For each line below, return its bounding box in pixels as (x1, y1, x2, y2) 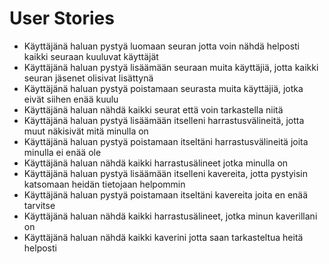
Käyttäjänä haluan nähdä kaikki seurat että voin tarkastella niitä (23, 103, 284, 116)
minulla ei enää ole (23, 146, 102, 158)
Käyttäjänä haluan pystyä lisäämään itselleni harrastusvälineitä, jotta (23, 114, 305, 126)
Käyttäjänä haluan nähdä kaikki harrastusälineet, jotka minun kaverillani (23, 210, 318, 222)
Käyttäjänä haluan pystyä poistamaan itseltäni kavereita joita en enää (23, 188, 309, 201)
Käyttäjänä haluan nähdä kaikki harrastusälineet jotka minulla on (23, 157, 289, 169)
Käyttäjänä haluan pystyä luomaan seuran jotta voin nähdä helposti (23, 40, 301, 52)
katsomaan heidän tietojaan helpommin (23, 178, 186, 190)
